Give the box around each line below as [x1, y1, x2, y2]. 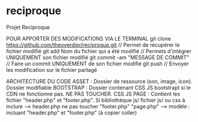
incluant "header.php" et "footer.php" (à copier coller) [6, 109, 137, 116]
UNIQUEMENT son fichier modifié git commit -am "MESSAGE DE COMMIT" [6, 54, 190, 61]
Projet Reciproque [6, 24, 50, 31]
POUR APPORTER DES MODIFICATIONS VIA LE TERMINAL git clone [6, 35, 171, 42]
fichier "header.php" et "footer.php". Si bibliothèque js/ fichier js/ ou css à [6, 96, 186, 104]
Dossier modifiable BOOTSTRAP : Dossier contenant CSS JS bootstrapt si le [6, 84, 191, 91]
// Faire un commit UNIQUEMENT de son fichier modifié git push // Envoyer [6, 60, 189, 67]
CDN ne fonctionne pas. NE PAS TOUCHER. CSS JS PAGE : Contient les [6, 90, 180, 97]
